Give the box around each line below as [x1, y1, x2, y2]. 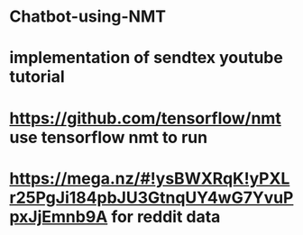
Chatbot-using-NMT [9, 6, 167, 27]
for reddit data [111, 206, 221, 227]
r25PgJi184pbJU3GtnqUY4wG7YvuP [9, 187, 294, 208]
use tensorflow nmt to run [9, 127, 208, 148]
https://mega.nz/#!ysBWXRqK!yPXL [9, 168, 290, 188]
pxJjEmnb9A [9, 206, 108, 227]
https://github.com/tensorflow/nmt [9, 108, 281, 128]
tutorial [9, 67, 65, 87]
